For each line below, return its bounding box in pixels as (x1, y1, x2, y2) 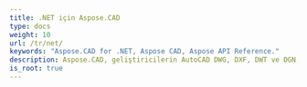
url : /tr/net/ (9, 38, 64, 48)
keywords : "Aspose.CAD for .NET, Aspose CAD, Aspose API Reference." (9, 47, 281, 56)
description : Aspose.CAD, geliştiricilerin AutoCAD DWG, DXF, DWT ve (9, 55, 281, 64)
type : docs (9, 22, 51, 31)
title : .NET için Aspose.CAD (9, 13, 121, 23)
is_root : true (9, 64, 64, 73)
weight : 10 (9, 30, 51, 39)
